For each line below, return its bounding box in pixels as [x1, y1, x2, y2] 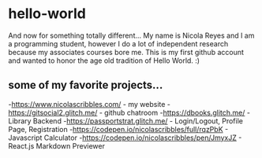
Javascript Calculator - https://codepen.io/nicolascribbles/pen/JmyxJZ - [8, 133, 242, 142]
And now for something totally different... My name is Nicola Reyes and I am [8, 31, 255, 40]
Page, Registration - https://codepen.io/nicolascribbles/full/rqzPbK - [8, 124, 229, 134]
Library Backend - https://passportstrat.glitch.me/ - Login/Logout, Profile [8, 116, 243, 126]
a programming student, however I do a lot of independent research [8, 39, 229, 48]
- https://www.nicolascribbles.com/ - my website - [8, 99, 171, 108]
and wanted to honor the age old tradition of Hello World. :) [8, 56, 200, 65]
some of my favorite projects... [8, 79, 163, 92]
